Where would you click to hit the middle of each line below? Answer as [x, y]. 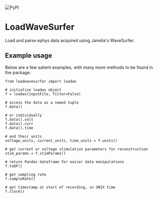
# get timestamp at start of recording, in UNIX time [60, 187]
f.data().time [19, 128]
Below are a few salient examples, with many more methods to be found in [79, 67]
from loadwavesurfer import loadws [41, 81]
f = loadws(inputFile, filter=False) [43, 94]
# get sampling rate [26, 174]
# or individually [23, 115]
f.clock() [15, 191]
